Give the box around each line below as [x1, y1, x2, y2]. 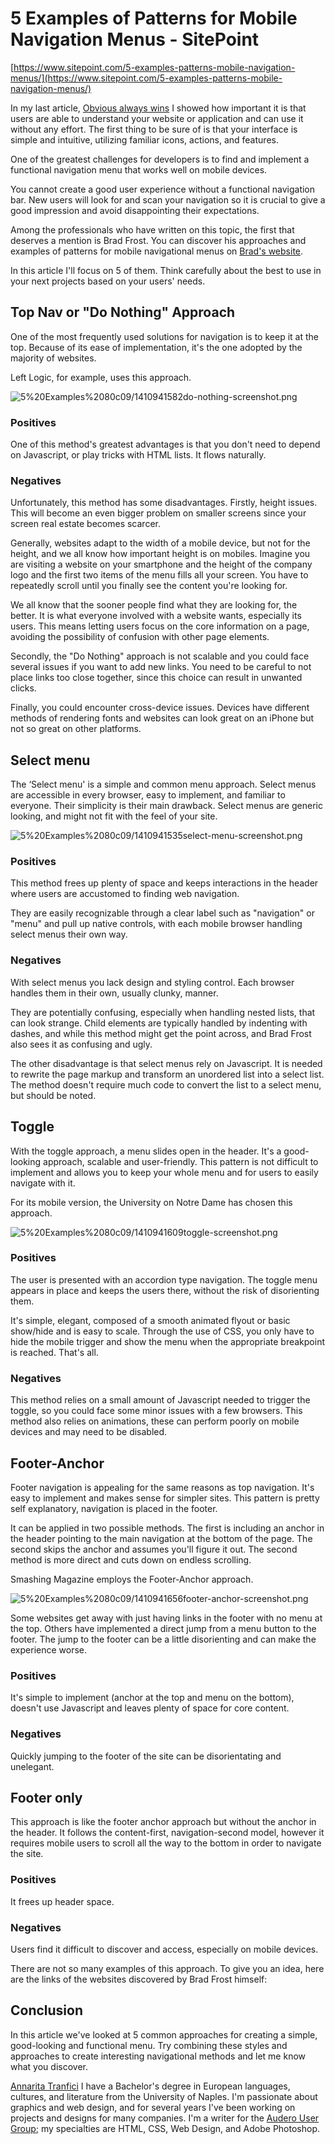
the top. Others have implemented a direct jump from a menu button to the [10, 1622, 317, 1634]
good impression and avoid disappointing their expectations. [10, 204, 260, 216]
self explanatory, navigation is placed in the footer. [10, 1502, 218, 1514]
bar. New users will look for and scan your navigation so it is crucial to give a [10, 193, 326, 206]
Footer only [10, 1789, 83, 1806]
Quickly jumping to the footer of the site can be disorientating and [10, 1750, 282, 1762]
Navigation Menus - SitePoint [10, 28, 260, 51]
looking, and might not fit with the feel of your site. [10, 810, 218, 822]
